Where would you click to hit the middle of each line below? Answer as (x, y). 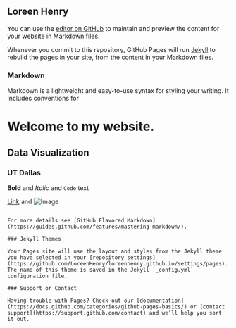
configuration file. (38, 276)
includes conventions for (43, 99)
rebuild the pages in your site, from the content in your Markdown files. (110, 57)
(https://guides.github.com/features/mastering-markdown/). (98, 227)
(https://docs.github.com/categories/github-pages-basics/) (98, 307)
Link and (20, 201)
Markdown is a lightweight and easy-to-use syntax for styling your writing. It (118, 91)
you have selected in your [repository (66, 257)
